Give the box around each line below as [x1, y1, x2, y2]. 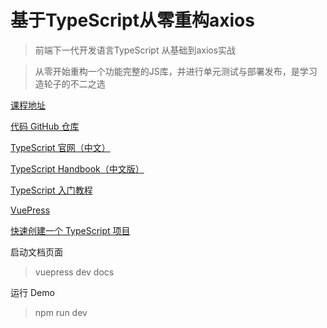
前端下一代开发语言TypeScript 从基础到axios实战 [34, 44, 237, 56]
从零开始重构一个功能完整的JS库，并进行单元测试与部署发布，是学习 [34, 65, 318, 77]
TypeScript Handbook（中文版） [10, 162, 145, 175]
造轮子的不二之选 [34, 77, 106, 90]
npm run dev [34, 306, 88, 318]
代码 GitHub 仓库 [10, 120, 80, 132]
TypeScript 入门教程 [10, 184, 93, 196]
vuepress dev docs [34, 266, 115, 278]
